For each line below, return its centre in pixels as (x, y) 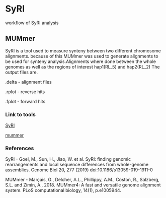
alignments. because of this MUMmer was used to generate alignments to (82, 56)
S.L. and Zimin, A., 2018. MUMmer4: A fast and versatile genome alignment (83, 185)
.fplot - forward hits (25, 101)
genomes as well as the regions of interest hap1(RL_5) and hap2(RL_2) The (82, 67)
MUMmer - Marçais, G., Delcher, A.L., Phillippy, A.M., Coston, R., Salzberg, (82, 180)
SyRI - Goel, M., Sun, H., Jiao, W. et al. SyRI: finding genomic (68, 159)
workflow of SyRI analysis (32, 23)
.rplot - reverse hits (25, 92)
